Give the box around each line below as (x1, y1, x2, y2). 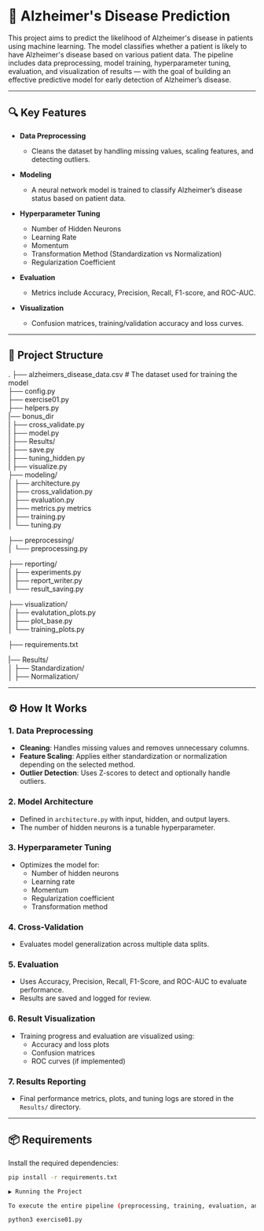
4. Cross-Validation (8, 921, 84, 932)
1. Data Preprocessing (8, 725, 93, 736)
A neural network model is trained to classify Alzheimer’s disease (31, 185, 243, 194)
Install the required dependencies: (8, 1158, 119, 1167)
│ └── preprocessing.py (8, 543, 88, 553)
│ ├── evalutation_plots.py (8, 608, 96, 617)
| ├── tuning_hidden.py (8, 453, 85, 463)
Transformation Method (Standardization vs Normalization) (31, 249, 222, 258)
